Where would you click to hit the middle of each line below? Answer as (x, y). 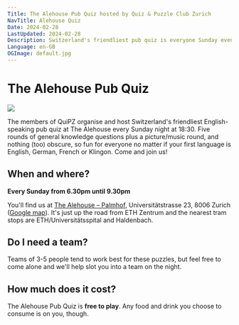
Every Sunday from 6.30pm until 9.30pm (69, 191)
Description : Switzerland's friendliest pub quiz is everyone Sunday (113, 40)
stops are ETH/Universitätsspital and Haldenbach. (80, 220)
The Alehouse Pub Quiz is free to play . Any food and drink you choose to (115, 307)
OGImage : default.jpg (39, 54)
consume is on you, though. (48, 314)
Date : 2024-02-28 (33, 27)
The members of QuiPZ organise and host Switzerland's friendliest (105, 121)
